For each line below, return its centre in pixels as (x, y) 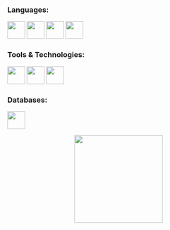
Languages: (28, 10)
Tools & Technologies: (46, 55)
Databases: (28, 100)
